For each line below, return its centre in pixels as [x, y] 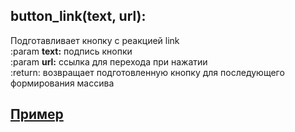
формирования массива [62, 83]
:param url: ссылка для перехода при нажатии [109, 61]
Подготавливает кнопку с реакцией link [95, 40]
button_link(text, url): [78, 16]
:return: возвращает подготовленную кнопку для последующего [147, 72]
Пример [37, 114]
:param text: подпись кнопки [71, 51]
